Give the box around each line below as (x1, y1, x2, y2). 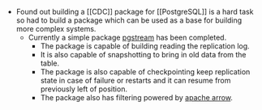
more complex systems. (15, 24, 97, 33)
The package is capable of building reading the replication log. (40, 41, 250, 51)
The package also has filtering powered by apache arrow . (40, 93, 234, 102)
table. (40, 58, 60, 68)
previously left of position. (40, 84, 128, 94)
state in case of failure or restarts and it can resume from (40, 76, 231, 85)
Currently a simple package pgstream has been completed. (28, 32, 227, 42)
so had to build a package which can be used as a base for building (15, 15, 243, 25)
